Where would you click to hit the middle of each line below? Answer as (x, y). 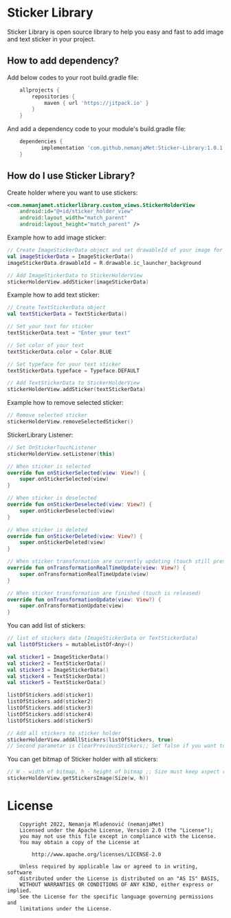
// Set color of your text (46, 345)
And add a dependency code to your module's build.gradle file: (97, 129)
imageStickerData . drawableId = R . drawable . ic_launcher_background (104, 263)
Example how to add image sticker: (57, 238)
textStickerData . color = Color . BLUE (59, 352)
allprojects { (40, 90)
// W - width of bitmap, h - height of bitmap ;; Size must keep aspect (113, 772)
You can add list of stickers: (46, 626)
